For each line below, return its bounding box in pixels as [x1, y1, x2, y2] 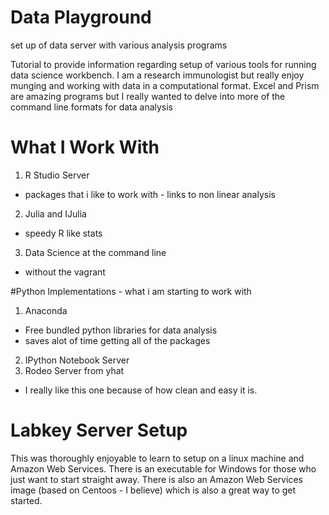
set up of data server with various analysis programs [10, 39, 228, 51]
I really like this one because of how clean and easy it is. [24, 384, 258, 396]
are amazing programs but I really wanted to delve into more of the [10, 90, 286, 102]
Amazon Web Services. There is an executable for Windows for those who [10, 462, 317, 475]
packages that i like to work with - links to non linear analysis [24, 188, 276, 200]
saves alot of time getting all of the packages [24, 334, 211, 346]
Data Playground [10, 6, 152, 29]
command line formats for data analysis [10, 101, 174, 113]
